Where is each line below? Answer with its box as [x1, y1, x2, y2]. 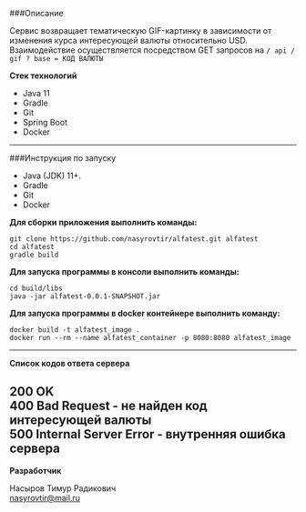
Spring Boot [22, 117, 68, 127]
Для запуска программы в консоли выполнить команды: [9, 266, 240, 276]
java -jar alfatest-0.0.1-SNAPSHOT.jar [9, 292, 161, 301]
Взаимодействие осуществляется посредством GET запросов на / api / [9, 45, 296, 55]
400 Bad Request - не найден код [9, 398, 208, 414]
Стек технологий [9, 70, 77, 81]
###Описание [9, 8, 64, 18]
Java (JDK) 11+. [22, 170, 82, 181]
